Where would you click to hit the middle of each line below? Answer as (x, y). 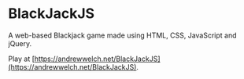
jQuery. (20, 43)
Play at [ (22, 59)
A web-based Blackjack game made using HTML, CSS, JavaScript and (123, 35)
